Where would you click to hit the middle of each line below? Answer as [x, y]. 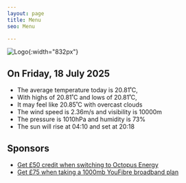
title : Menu [24, 20]
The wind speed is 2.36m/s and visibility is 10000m [90, 112]
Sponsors [28, 148]
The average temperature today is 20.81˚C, [78, 90]
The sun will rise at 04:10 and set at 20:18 [76, 127]
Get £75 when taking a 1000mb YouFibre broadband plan [98, 172]
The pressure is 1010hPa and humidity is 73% [81, 119]
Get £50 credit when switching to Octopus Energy [88, 165]
